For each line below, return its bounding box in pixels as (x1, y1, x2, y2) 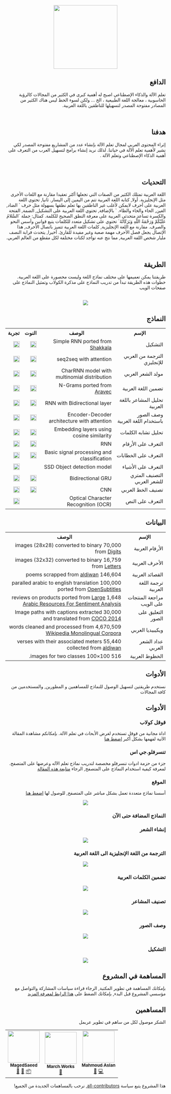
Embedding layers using (54, 426, 112, 433)
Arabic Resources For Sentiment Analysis (22, 600, 122, 607)
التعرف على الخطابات (116, 452, 163, 459)
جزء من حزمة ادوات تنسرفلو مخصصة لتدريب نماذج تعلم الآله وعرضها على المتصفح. (9, 760, 166, 766)
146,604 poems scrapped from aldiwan (25, 571, 122, 578)
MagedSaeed (10, 1062, 38, 1068)
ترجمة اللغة (138, 579, 163, 586)
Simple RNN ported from (53, 338, 112, 345)
